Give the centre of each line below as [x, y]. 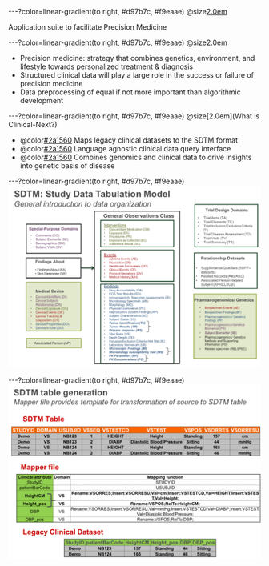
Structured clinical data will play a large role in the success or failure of [137, 75]
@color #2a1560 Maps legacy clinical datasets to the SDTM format [129, 140]
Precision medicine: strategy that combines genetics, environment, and [137, 58]
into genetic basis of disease [67, 166]
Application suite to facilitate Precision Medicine [88, 27]
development [42, 100]
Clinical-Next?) [33, 124]
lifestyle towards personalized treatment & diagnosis [106, 66]
